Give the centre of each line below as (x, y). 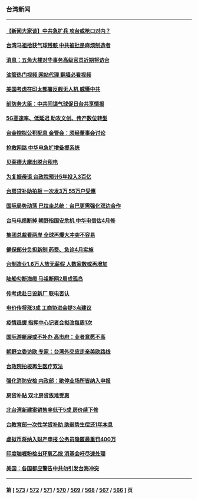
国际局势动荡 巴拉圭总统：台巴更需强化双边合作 (64, 206)
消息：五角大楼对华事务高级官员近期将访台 (58, 60)
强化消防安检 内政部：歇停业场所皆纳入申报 (58, 381)
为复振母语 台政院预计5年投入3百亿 (49, 176)
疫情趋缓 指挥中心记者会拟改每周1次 (49, 322)
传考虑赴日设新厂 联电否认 (38, 293)
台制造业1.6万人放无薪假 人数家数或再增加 (57, 264)
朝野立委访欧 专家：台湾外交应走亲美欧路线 (58, 351)
